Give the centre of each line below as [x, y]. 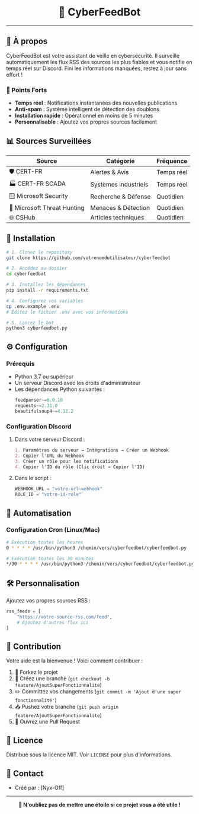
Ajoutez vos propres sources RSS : [48, 601]
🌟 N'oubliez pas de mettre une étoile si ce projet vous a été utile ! [99, 805]
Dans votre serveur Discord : [50, 439]
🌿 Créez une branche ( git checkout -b [62, 679]
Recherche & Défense [121, 197]
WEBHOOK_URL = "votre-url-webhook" [59, 489]
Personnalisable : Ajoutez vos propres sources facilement [86, 122]
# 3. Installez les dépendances [46, 285]
